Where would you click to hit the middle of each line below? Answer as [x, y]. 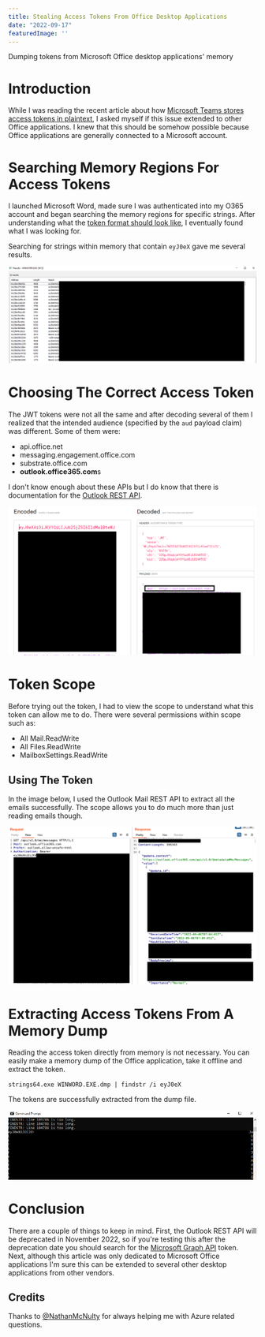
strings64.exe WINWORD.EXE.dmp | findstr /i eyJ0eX [95, 1085]
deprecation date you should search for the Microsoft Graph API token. [123, 1247]
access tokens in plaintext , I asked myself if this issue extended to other [125, 119]
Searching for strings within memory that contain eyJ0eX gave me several [127, 246]
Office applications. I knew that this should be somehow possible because [129, 127]
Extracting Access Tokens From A [121, 1014]
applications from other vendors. [61, 1272]
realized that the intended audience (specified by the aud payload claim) [125, 423]
